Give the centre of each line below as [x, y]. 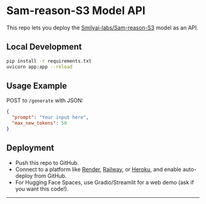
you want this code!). [42, 189]
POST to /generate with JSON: [45, 100]
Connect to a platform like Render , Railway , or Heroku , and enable [98, 169]
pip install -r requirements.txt [49, 61]
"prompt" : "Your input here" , [50, 118]
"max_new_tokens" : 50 [40, 123]
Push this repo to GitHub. [47, 162]
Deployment [30, 148]
